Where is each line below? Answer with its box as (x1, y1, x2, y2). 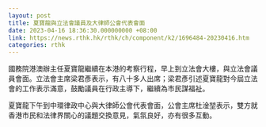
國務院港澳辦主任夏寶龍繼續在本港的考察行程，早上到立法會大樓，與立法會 (8, 64, 251, 74)
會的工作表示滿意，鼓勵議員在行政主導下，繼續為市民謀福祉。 (8, 84, 210, 94)
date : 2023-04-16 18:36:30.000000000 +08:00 (8, 26, 158, 34)
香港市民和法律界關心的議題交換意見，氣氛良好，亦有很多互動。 (8, 110, 216, 120)
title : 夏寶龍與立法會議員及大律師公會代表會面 (8, 19, 146, 27)
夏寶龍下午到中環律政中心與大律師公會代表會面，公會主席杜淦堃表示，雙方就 (8, 101, 258, 110)
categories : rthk (8, 41, 66, 49)
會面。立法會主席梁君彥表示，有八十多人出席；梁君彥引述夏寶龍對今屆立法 (14, 74, 258, 83)
